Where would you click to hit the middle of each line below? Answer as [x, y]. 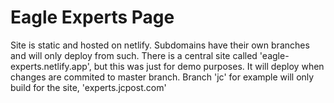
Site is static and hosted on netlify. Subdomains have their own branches [160, 45]
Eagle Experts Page [92, 17]
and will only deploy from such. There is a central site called [134, 55]
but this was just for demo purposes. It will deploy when [209, 66]
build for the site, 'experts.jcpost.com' [88, 87]
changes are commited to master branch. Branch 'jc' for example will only [162, 77]
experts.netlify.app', [51, 66]
